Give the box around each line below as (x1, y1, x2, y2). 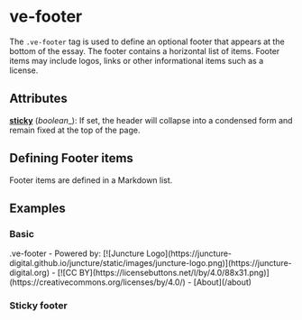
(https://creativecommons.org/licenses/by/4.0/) (9, 277, 187, 288)
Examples (9, 200, 66, 215)
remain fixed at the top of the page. (9, 124, 142, 135)
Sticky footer (9, 299, 68, 312)
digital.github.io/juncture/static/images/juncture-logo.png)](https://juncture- (9, 258, 293, 269)
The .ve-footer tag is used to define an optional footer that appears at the (9, 36, 286, 47)
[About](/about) (193, 277, 252, 288)
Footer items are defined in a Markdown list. (9, 174, 173, 186)
